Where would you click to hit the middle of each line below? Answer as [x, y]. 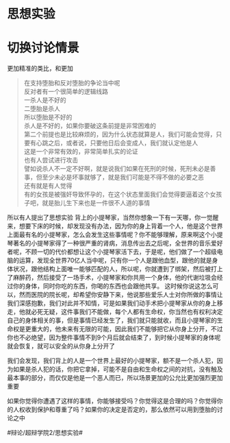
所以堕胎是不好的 [48, 117]
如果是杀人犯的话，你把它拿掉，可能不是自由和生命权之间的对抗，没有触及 [118, 369]
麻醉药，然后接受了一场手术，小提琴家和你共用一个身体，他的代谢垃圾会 [115, 278]
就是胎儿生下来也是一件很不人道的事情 [96, 203]
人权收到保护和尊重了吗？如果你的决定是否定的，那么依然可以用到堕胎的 [115, 409]
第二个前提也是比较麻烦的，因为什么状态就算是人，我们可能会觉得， [120, 134]
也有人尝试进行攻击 [51, 160]
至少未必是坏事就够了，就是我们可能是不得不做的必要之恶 [123, 177]
